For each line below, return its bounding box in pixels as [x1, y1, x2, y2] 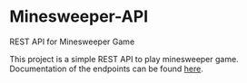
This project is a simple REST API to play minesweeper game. [9, 53, 239, 64]
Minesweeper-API [9, 6, 149, 27]
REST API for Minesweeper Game [9, 36, 135, 47]
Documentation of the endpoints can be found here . [9, 63, 204, 74]
